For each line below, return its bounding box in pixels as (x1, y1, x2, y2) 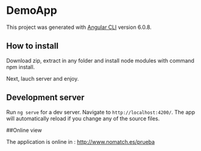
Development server (6, 93, 85, 103)
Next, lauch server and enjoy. (6, 75, 79, 82)
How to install (6, 41, 59, 51)
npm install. (6, 63, 35, 70)
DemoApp (6, 4, 57, 17)
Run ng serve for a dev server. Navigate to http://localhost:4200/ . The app (6, 108, 196, 116)
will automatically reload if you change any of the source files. (6, 115, 160, 122)
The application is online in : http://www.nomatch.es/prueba (6, 138, 155, 145)
